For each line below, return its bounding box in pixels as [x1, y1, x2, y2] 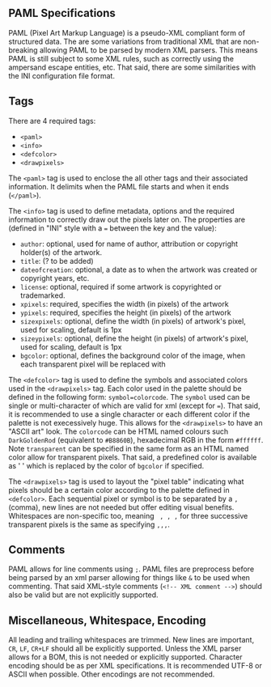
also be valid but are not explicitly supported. [8, 590, 159, 600]
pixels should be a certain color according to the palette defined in [8, 485, 230, 494]
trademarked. [19, 290, 66, 300]
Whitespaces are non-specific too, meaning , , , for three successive [8, 511, 248, 520]
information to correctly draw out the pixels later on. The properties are [8, 214, 246, 224]
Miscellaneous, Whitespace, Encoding [8, 613, 206, 627]
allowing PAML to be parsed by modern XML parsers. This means [39, 45, 258, 55]
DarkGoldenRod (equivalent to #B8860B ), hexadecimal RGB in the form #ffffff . [8, 435, 264, 444]
